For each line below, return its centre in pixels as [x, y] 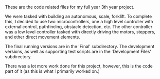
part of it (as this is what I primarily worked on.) [52, 71]
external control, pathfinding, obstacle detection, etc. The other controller [79, 27]
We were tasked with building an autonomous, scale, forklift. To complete [79, 16]
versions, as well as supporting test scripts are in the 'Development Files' [78, 51]
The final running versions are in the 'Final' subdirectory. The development [80, 46]
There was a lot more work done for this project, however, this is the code [79, 66]
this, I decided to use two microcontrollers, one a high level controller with [79, 22]
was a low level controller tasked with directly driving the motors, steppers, [80, 32]
